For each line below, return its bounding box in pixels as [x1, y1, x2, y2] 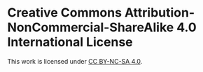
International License [7, 35, 133, 50]
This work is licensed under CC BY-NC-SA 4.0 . [7, 57, 143, 65]
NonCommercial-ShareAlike [7, 19, 174, 35]
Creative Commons [7, 5, 122, 21]
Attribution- [124, 5, 195, 21]
